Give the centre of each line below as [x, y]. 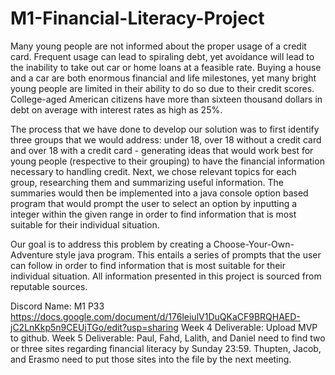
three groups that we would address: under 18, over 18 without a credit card [166, 139]
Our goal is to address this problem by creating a [111, 244]
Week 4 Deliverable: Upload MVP [249, 327]
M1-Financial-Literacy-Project [137, 18]
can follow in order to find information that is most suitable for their [148, 265]
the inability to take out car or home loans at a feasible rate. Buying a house [166, 67]
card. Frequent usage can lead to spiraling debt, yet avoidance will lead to [162, 56]
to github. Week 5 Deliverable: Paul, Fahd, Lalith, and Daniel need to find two [168, 338]
